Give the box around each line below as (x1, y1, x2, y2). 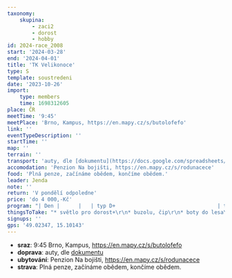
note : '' (7, 183, 32, 190)
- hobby (32, 36, 54, 43)
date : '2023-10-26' (7, 81, 64, 88)
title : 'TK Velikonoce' (7, 61, 76, 68)
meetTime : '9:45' (7, 112, 57, 119)
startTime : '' (7, 139, 48, 146)
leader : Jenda (7, 177, 48, 183)
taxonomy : (7, 10, 36, 17)
